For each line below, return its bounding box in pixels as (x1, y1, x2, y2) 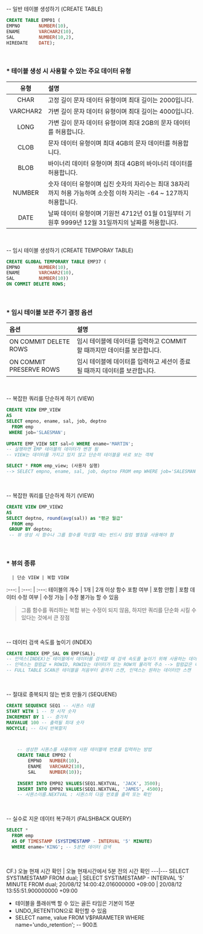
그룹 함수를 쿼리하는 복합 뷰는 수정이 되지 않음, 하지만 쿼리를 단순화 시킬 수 (21, 606, 197, 614)
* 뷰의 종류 (6, 559, 36, 568)
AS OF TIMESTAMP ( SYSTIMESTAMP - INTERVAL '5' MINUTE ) (11, 838, 153, 845)
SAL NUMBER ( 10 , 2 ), (6, 34, 74, 41)
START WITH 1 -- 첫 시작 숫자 (6, 708, 76, 715)
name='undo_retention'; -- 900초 (14, 921, 98, 928)
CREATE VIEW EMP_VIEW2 (6, 504, 63, 510)
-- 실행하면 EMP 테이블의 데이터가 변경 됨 (6, 446, 98, 452)
